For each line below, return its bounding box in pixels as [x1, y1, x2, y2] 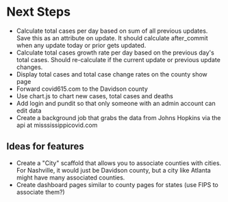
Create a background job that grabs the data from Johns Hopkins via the [16, 113, 221, 121]
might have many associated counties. [16, 173, 125, 182]
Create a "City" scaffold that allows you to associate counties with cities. [16, 158, 222, 167]
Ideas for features [6, 141, 84, 152]
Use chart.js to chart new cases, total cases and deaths [16, 91, 174, 100]
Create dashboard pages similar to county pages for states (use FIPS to [16, 180, 218, 188]
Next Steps [6, 4, 71, 20]
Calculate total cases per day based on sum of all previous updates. [16, 27, 208, 35]
